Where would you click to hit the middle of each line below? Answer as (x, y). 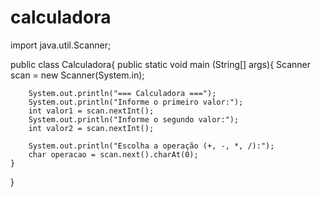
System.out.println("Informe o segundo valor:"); (134, 119)
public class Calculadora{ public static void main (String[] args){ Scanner (160, 64)
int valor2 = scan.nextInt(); (91, 128)
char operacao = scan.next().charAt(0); (113, 154)
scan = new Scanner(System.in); (77, 75)
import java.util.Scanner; (61, 45)
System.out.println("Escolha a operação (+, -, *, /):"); (151, 146)
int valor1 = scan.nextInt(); (91, 111)
